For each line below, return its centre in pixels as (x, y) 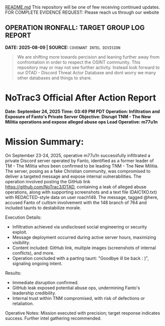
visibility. (21, 242)
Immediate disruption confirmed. (45, 282)
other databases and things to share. (54, 78)
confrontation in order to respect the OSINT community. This (79, 62)
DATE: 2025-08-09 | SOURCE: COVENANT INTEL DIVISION (63, 47)
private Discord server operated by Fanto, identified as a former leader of (80, 161)
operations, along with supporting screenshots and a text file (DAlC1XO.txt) (81, 192)
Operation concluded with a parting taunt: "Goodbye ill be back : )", (81, 258)
